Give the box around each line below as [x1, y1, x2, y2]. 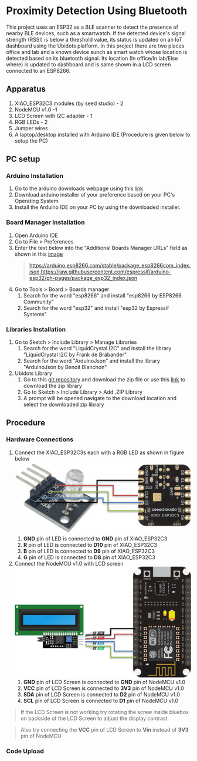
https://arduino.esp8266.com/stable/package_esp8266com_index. [29, 262, 191, 269]
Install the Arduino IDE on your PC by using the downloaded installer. [14, 204, 181, 211]
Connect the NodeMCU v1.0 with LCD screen [14, 560, 124, 567]
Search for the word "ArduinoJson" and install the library [23, 357, 160, 364]
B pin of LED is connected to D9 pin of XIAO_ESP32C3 [23, 547, 155, 554]
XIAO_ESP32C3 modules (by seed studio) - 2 [14, 100, 124, 107]
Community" [23, 298, 54, 305]
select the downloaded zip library [23, 401, 104, 408]
